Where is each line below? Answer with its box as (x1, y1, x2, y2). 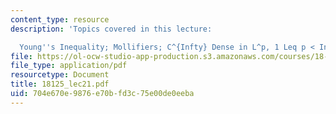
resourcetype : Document (10, 70, 110, 80)
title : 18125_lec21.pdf (10, 79, 110, 90)
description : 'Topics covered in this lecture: (10, 24, 213, 34)
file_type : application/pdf (10, 61, 128, 71)
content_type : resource (10, 14, 110, 25)
